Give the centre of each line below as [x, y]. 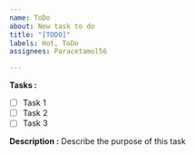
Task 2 [35, 113]
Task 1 [34, 103]
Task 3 [35, 123]
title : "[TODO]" [40, 34]
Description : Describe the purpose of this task [97, 141]
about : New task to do [52, 26]
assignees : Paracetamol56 [58, 52]
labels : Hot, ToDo [44, 43]
